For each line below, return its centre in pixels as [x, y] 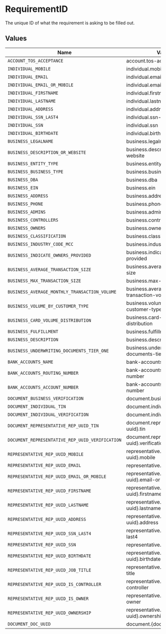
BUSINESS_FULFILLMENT [33, 331]
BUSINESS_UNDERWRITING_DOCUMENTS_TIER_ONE [58, 351]
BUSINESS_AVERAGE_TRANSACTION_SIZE [49, 269]
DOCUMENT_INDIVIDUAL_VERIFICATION [48, 414]
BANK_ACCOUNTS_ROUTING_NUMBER [43, 373]
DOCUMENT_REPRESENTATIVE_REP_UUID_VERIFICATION [65, 440]
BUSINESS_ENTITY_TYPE [33, 164]
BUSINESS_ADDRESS [28, 196]
